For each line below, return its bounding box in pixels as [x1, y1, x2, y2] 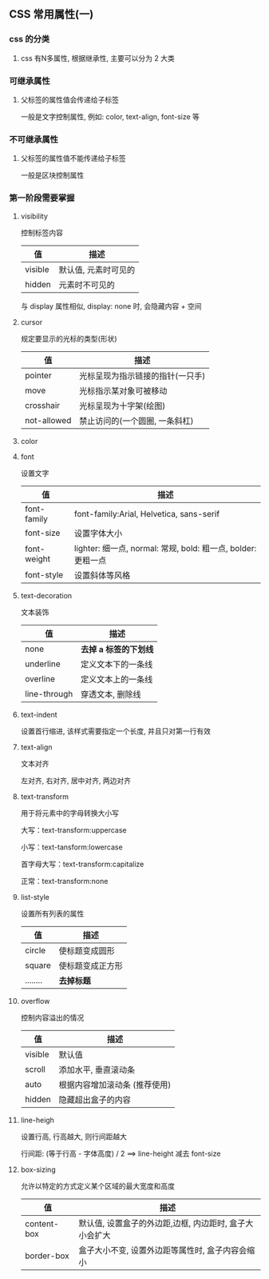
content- [24, 1218, 59, 1229]
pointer [24, 370, 52, 381]
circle [24, 945, 46, 956]
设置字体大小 [73, 527, 123, 538]
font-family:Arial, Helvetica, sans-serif [73, 508, 220, 519]
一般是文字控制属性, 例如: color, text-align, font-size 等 [20, 111, 200, 122]
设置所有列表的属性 [20, 909, 85, 918]
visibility [20, 211, 49, 221]
